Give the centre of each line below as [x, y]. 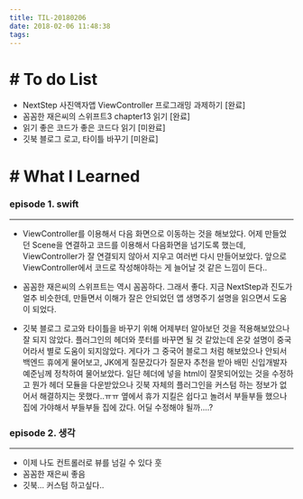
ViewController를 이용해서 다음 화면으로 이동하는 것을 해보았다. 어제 [142, 233]
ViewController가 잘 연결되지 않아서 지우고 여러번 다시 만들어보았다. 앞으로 [154, 256]
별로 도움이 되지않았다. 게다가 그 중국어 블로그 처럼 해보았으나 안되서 [167, 351]
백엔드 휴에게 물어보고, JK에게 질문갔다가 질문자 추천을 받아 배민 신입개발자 [155, 362]
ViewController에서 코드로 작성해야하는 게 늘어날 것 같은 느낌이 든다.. [145, 267]
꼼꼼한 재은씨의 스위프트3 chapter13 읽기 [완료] [106, 116]
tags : [19, 34]
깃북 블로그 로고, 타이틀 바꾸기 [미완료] [90, 139]
